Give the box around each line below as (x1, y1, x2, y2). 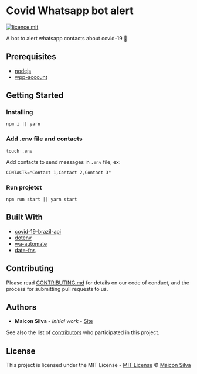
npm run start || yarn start (6, 197, 77, 203)
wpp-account (14, 73, 48, 80)
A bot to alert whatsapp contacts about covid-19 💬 (6, 35, 128, 42)
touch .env (6, 148, 33, 154)
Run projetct (6, 183, 42, 191)
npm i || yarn (6, 121, 41, 127)
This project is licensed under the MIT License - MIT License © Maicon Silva (6, 362, 191, 369)
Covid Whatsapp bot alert (6, 4, 134, 18)
